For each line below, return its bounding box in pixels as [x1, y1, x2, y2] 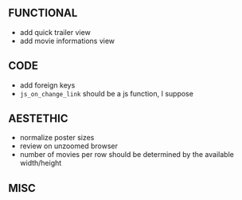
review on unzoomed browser [19, 141, 118, 151]
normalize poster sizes [19, 133, 95, 143]
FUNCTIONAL [8, 6, 78, 20]
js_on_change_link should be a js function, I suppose [19, 88, 193, 98]
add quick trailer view [19, 27, 92, 37]
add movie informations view [19, 36, 115, 45]
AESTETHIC [8, 112, 68, 126]
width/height [19, 159, 62, 168]
